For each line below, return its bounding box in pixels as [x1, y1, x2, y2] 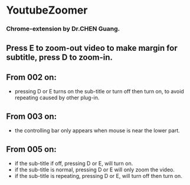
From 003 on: [6, 111, 57, 121]
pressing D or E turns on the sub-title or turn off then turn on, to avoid [14, 88, 184, 95]
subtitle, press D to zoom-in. [6, 52, 113, 62]
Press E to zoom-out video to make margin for [6, 43, 178, 53]
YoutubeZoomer [6, 4, 88, 17]
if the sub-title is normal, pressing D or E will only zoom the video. [14, 166, 175, 173]
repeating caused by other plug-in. [14, 94, 100, 101]
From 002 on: [6, 72, 57, 82]
